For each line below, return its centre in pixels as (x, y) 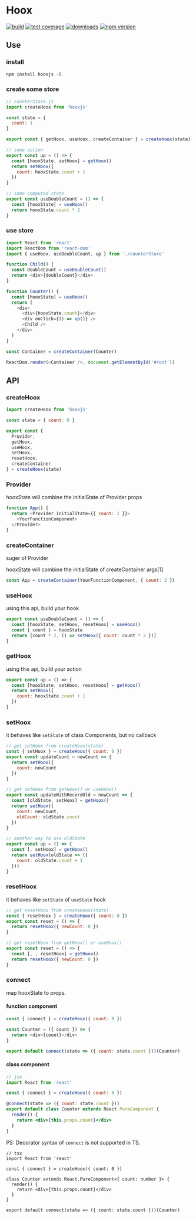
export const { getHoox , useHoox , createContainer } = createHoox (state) (99, 139)
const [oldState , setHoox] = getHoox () (60, 801)
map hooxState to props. (36, 992)
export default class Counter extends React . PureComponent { (83, 1109)
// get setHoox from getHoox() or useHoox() (62, 789)
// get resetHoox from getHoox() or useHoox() (64, 943)
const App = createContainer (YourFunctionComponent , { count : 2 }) (91, 580)
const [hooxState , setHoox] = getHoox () (62, 161)
